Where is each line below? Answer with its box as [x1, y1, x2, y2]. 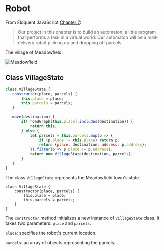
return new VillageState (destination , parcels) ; [30, 152, 134, 157]
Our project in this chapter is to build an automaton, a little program [17, 29, 156, 35]
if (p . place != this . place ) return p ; [39, 138, 120, 143]
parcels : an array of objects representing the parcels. [5, 239, 116, 245]
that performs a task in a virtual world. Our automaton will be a [17, 34, 147, 40]
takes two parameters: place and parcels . [5, 220, 91, 226]
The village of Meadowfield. [5, 49, 63, 55]
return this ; [30, 123, 57, 129]
